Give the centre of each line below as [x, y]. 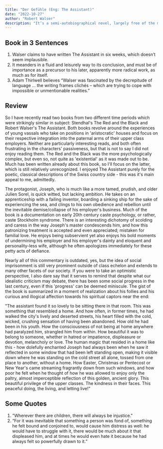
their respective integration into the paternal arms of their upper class [74, 138]
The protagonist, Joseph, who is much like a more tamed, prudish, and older [81, 189]
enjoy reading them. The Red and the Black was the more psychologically [78, 154]
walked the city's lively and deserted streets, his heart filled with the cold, [79, 316]
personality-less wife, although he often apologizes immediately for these [78, 245]
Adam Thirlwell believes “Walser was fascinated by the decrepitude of [82, 80]
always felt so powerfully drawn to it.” [50, 441]
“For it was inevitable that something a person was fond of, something [82, 420]
